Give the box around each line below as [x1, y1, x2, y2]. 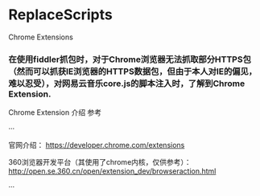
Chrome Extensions [8, 32, 74, 42]
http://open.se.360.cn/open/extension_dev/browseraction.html [8, 166, 217, 176]
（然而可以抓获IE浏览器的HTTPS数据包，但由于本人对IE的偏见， [8, 66, 258, 77]
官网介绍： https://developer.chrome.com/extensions [8, 141, 185, 150]
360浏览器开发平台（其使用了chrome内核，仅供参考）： [8, 157, 192, 167]
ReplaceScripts [8, 6, 113, 24]
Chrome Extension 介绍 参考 [8, 108, 102, 117]
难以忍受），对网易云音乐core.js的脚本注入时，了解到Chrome [8, 78, 246, 89]
